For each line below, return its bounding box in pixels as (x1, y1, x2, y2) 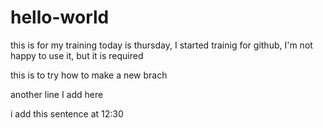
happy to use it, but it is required (10, 49, 144, 61)
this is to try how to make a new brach (10, 69, 168, 81)
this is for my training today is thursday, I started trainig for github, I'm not (10, 39, 313, 51)
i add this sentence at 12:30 (10, 107, 124, 120)
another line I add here (10, 88, 104, 100)
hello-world (10, 6, 110, 29)
